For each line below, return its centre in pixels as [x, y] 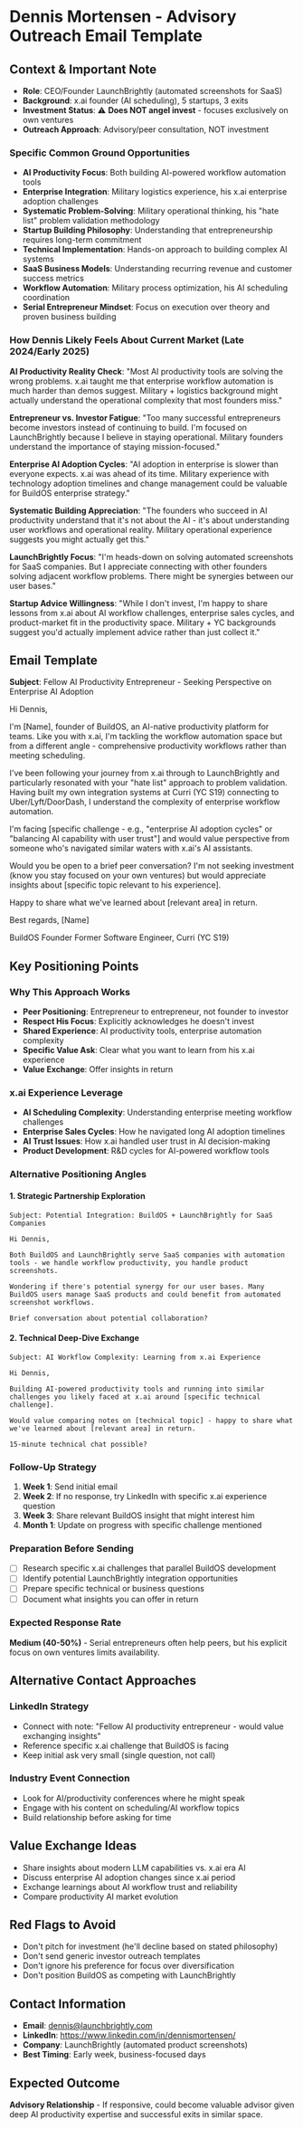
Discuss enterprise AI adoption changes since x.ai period [129, 1877]
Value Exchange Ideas [73, 1846]
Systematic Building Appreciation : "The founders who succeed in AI [138, 510]
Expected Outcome [65, 2083]
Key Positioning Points [74, 966]
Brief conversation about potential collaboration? [109, 1318]
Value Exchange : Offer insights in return [98, 1069]
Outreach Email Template [106, 36]
